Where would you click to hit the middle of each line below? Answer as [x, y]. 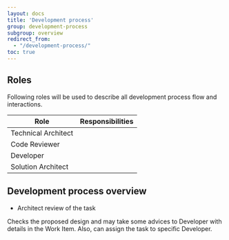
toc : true [21, 53]
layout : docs [26, 13]
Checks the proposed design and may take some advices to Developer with [114, 221]
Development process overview [77, 191]
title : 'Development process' [51, 20]
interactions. [25, 104]
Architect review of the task [56, 207]
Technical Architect [42, 133]
